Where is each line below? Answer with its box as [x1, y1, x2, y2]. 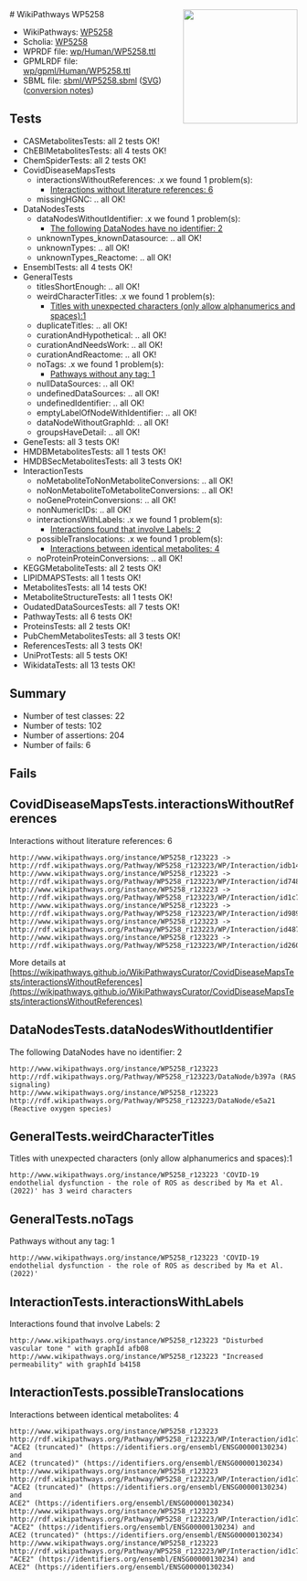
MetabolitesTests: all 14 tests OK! [22, 582, 148, 593]
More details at [9, 956, 66, 967]
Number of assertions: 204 [22, 730, 125, 741]
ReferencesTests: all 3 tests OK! [22, 639, 143, 651]
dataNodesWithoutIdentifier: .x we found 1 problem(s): [36, 213, 240, 224]
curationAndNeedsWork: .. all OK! [36, 339, 163, 350]
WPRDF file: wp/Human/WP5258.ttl [22, 46, 156, 57]
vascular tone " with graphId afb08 [9, 1344, 149, 1354]
